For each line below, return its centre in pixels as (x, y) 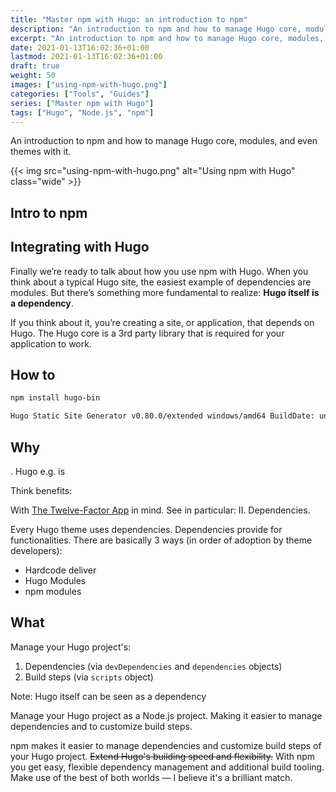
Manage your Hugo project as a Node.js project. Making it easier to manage (166, 715)
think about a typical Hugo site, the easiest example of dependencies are (161, 282)
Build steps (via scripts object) (89, 677)
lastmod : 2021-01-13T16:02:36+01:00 (86, 57)
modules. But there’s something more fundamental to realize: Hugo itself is (165, 292)
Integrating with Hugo (80, 247)
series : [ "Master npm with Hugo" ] (82, 103)
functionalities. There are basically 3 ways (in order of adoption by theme (161, 540)
